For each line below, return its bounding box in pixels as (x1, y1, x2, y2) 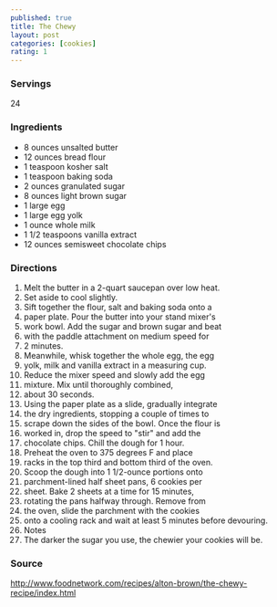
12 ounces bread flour (23, 152, 107, 162)
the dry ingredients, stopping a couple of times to (23, 408, 210, 420)
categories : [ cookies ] (10, 38, 97, 48)
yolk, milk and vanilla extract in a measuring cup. (23, 360, 207, 371)
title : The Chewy (10, 22, 77, 31)
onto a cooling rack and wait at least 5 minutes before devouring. (23, 515, 268, 526)
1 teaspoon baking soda (23, 171, 113, 182)
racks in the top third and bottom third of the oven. (23, 457, 213, 468)
